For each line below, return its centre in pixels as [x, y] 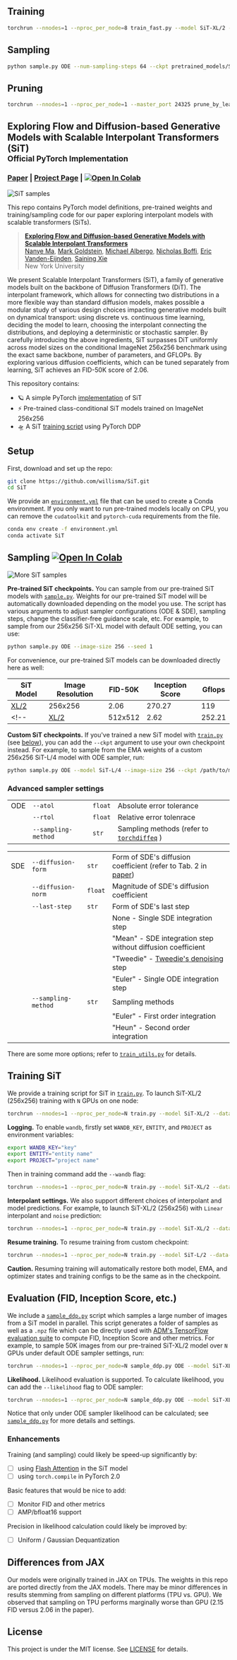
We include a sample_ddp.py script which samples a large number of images [117, 1315]
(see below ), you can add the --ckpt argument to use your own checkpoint [116, 742]
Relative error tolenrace [156, 817]
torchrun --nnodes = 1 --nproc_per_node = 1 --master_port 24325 [99, 105]
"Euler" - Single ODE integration [165, 978]
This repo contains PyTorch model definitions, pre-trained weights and [110, 207]
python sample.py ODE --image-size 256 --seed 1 [80, 646]
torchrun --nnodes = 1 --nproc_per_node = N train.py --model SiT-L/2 [107, 1255]
